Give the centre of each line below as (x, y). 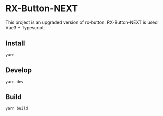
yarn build (17, 109)
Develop (18, 70)
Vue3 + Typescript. (25, 27)
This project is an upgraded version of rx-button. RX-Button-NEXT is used (81, 22)
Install (15, 44)
